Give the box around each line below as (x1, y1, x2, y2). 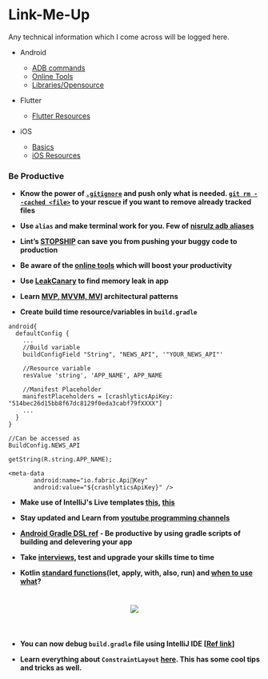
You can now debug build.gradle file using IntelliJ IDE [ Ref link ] (19, 639, 235, 649)
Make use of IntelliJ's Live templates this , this (19, 497, 175, 507)
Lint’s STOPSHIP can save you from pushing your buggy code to (19, 237, 238, 246)
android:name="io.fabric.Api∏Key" (33, 477, 149, 485)
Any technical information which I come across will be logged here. (8, 32, 230, 42)
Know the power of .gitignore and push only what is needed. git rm (19, 189, 250, 198)
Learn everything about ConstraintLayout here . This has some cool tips (19, 654, 260, 665)
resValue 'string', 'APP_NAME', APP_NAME (22, 372, 162, 380)
